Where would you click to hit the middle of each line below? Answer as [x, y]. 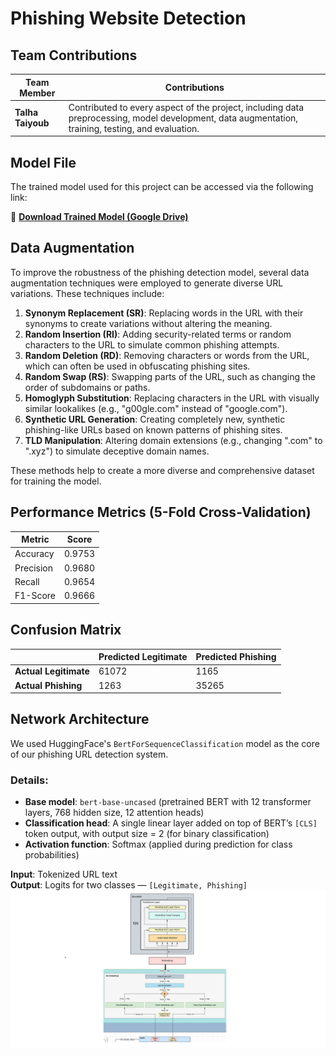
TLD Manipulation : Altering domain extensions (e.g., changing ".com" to [173, 440]
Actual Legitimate [52, 671]
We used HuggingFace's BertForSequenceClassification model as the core [165, 743]
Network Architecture [80, 719]
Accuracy [34, 554]
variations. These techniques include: [87, 293]
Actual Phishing [48, 685]
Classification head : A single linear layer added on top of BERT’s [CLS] [171, 823]
